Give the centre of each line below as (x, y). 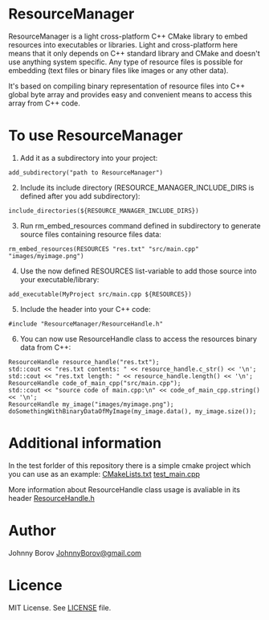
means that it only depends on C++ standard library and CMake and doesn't (134, 53)
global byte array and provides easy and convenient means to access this (130, 94)
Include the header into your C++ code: (85, 309)
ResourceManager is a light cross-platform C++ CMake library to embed (128, 36)
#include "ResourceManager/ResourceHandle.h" (86, 324)
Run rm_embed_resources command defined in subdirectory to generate (140, 225)
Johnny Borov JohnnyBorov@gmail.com (75, 552)
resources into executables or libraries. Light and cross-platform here (123, 44)
